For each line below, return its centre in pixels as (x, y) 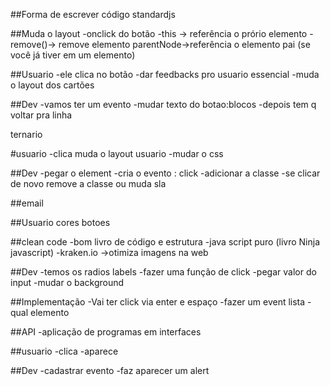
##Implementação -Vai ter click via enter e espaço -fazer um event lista (158, 302)
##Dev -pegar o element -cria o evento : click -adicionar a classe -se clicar (165, 173)
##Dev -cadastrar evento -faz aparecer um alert (110, 370)
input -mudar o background (67, 282)
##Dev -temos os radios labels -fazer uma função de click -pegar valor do (163, 272)
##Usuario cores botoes (60, 222)
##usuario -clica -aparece (64, 351)
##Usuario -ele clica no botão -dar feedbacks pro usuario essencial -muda (165, 74)
